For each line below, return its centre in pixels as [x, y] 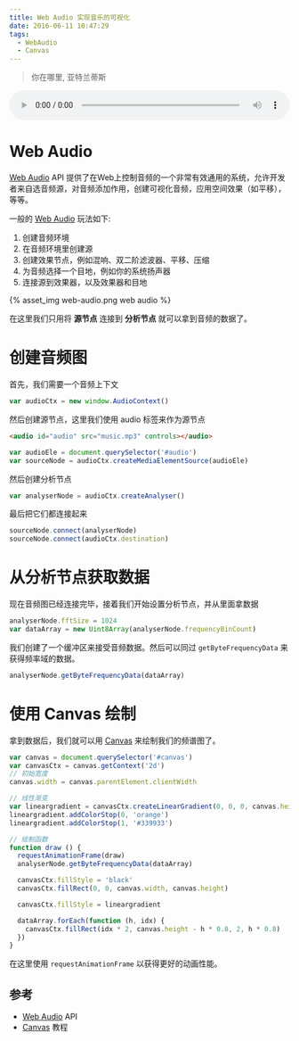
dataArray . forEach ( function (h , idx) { [91, 921]
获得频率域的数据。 [44, 658]
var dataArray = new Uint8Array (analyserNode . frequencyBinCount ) [133, 629]
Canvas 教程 [45, 1028]
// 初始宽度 [29, 774]
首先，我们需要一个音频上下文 [64, 384]
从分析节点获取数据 [80, 578]
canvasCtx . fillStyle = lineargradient [89, 905]
